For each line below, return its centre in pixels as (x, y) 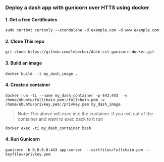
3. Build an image (24, 63)
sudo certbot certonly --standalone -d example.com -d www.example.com (82, 30)
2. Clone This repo (25, 41)
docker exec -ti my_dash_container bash (48, 128)
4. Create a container (28, 85)
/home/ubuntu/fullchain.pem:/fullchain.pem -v (55, 100)
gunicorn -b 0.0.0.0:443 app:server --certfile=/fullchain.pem (74, 150)
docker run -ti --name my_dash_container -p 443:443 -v (66, 95)
